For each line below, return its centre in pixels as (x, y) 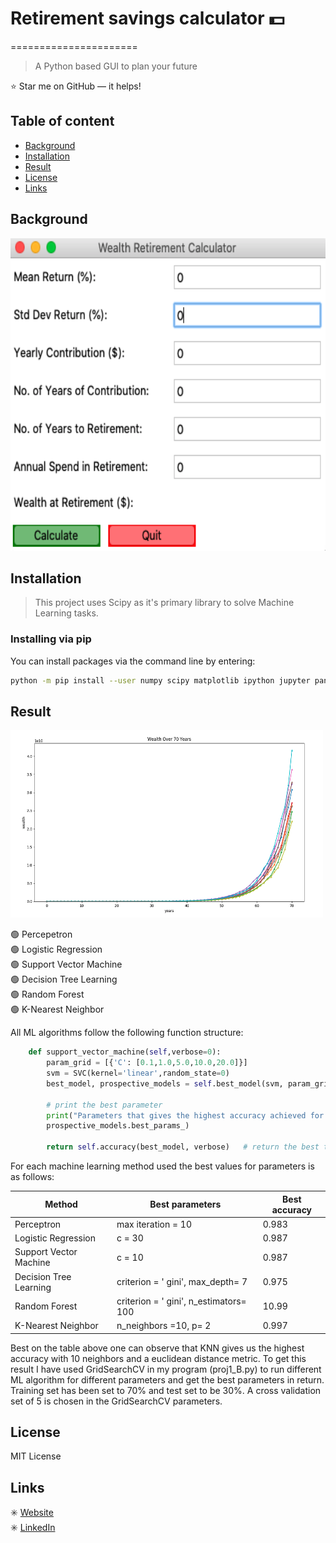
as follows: (32, 1177)
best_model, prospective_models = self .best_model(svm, (165, 1083)
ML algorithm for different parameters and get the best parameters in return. (167, 1379)
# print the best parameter (104, 1105)
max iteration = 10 (154, 1224)
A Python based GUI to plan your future (116, 66)
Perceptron (38, 1224)
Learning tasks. (66, 613)
